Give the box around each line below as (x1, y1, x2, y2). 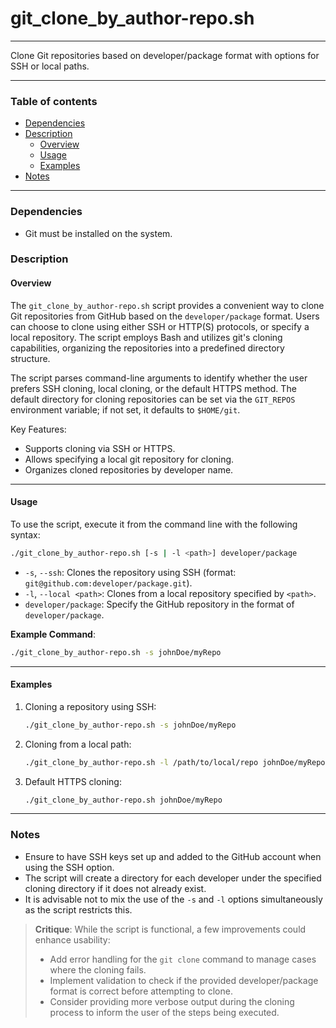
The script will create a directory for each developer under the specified (24, 872, 322, 884)
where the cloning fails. (49, 963, 147, 976)
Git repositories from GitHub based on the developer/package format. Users (10, 310, 320, 322)
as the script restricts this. (24, 903, 133, 916)
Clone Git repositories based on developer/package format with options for (10, 49, 320, 61)
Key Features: (10, 423, 67, 435)
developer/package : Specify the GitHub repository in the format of (24, 598, 295, 610)
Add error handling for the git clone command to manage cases (49, 953, 317, 965)
